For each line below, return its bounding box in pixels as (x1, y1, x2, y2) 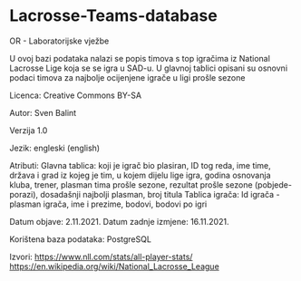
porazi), (9, 189, 39, 199)
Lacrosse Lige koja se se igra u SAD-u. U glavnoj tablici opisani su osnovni (9, 63, 288, 73)
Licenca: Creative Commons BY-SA (9, 90, 142, 101)
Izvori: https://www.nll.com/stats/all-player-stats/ (9, 251, 193, 262)
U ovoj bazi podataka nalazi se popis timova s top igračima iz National (9, 53, 270, 63)
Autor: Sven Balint (9, 107, 77, 118)
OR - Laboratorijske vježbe (9, 35, 110, 46)
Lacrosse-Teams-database (9, 5, 218, 26)
